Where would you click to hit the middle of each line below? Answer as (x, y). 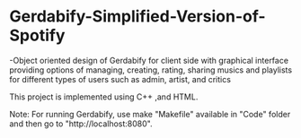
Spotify (37, 35)
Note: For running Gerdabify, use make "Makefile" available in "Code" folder (150, 114)
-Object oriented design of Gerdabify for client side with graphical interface (149, 60)
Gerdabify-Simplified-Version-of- (138, 17)
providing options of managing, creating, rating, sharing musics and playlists (151, 70)
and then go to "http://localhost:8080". (81, 124)
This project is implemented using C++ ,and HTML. (104, 97)
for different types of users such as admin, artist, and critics (120, 79)
